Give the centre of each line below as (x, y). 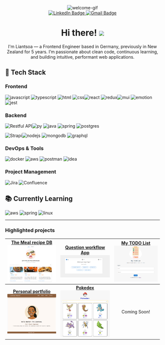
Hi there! (79, 33)
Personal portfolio (32, 292)
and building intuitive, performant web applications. (82, 57)
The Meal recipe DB (32, 242)
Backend (16, 115)
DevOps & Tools (25, 148)
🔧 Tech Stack (26, 73)
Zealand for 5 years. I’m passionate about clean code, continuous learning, (82, 52)
